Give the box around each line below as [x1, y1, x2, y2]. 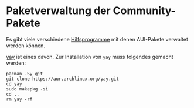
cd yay [6, 81, 22, 87]
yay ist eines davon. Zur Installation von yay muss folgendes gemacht [6, 53, 174, 60]
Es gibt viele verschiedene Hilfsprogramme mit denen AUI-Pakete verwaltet [6, 36, 189, 43]
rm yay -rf [6, 96, 33, 102]
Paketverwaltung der [6, 4, 111, 18]
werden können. [6, 42, 46, 49]
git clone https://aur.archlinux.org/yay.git [6, 76, 119, 82]
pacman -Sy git [6, 71, 43, 76]
